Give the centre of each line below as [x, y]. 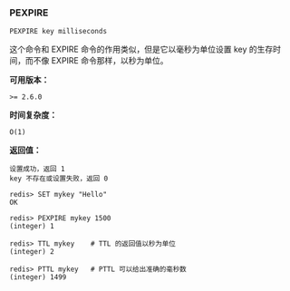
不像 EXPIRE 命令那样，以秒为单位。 [101, 61]
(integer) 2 [32, 252]
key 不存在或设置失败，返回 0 [59, 179]
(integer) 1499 [38, 277]
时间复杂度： [33, 115]
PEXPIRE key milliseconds [58, 32]
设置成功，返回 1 [37, 170]
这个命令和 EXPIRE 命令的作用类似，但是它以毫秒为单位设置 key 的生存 [141, 49]
